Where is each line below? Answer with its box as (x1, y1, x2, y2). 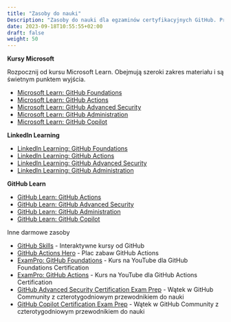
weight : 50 (7, 36, 38, 43)
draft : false (7, 29, 45, 36)
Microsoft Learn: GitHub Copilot (16, 118, 108, 126)
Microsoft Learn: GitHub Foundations (16, 89, 122, 97)
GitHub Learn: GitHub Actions (16, 193, 102, 202)
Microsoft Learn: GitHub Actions (16, 96, 109, 104)
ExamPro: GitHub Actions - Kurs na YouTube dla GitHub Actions (16, 271, 198, 279)
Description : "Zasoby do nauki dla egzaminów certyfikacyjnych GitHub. (7, 17, 217, 23)
